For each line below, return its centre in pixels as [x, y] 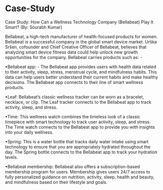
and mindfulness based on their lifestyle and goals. [56, 182]
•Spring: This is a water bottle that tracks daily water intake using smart [77, 141]
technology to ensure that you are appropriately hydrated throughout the [78, 147]
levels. [11, 157]
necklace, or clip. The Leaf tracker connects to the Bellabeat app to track [78, 102]
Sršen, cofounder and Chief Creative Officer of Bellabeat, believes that [76, 47]
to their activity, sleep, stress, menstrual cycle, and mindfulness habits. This [81, 72]
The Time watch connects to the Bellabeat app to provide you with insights [80, 127]
